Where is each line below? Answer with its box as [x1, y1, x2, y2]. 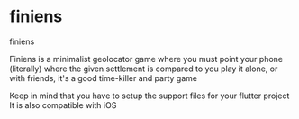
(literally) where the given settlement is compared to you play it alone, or [9, 63, 278, 74]
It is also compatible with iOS [9, 99, 117, 110]
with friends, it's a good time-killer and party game [9, 72, 198, 83]
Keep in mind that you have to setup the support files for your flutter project [9, 90, 290, 101]
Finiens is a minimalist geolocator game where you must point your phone [9, 53, 284, 64]
